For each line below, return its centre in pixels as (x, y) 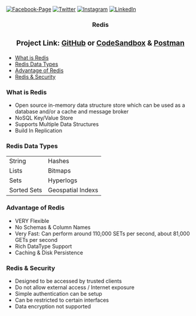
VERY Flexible (32, 220)
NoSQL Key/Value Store (44, 118)
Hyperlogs (62, 180)
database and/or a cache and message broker (72, 112)
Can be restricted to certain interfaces (62, 300)
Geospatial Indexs (73, 190)
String (18, 161)
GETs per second (36, 240)
